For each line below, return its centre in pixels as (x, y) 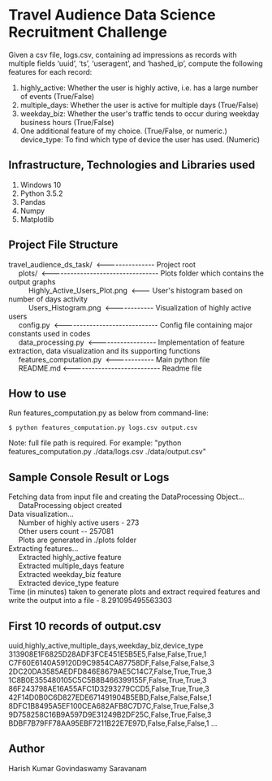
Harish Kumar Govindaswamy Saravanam (78, 768)
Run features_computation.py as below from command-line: (109, 413)
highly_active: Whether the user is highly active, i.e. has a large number (139, 88)
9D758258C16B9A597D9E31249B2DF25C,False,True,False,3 (110, 714)
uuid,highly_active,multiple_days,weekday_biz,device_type (106, 645)
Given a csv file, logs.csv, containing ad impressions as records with (123, 54)
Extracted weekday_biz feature (70, 575)
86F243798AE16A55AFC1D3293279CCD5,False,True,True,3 (109, 689)
